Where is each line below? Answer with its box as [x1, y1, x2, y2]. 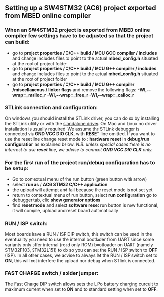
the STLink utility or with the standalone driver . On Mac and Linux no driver [5, 120, 157, 126]
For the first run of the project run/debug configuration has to [5, 159, 155, 165]
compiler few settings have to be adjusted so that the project [5, 33, 154, 39]
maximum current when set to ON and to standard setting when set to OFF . [5, 286, 158, 292]
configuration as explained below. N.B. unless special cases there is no [5, 141, 151, 147]
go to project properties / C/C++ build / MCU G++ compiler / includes [12, 66, 157, 71]
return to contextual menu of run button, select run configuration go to [12, 192, 157, 198]
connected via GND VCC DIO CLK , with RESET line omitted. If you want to [5, 131, 155, 137]
